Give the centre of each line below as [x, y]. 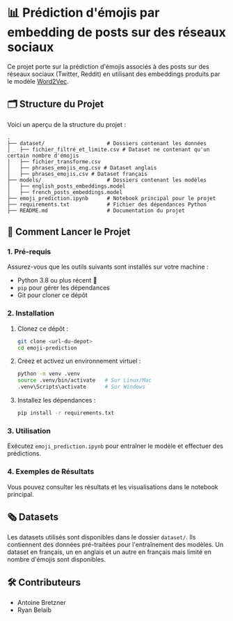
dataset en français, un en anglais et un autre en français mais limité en [110, 552]
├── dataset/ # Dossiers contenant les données [107, 143]
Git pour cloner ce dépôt [53, 295]
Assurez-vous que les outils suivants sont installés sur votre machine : [108, 267]
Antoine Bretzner [41, 603]
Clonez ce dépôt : [43, 329]
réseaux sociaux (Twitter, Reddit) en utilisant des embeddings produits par [114, 74]
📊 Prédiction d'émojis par [83, 13]
